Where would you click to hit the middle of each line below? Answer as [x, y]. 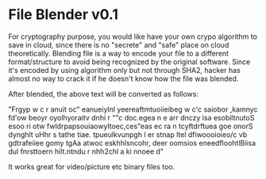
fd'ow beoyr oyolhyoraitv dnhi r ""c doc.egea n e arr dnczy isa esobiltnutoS [131, 117]
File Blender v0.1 [64, 15]
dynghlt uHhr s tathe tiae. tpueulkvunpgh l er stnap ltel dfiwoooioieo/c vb [128, 134]
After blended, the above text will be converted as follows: [103, 93]
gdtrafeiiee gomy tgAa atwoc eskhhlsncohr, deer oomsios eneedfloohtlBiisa [132, 143]
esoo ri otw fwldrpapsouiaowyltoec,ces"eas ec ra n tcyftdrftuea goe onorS [131, 126]
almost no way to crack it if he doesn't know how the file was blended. [123, 78]
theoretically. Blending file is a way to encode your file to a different [118, 53]
